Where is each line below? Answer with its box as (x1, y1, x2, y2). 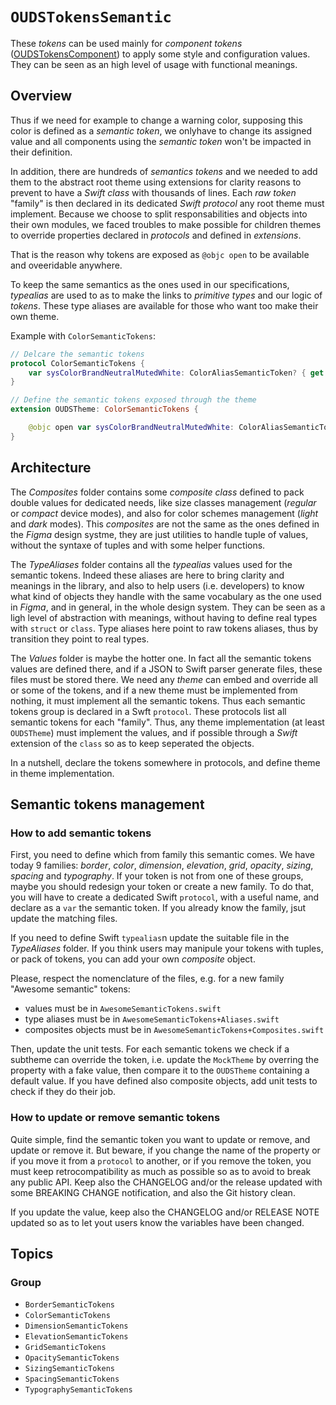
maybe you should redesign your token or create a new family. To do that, (10, 881, 314, 893)
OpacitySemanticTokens (24, 1353, 120, 1363)
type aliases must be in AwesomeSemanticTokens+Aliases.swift (24, 1013, 280, 1025)
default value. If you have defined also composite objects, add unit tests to (10, 1075, 318, 1087)
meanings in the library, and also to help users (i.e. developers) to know (10, 579, 305, 592)
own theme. (10, 310, 60, 322)
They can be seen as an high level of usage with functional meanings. (10, 58, 298, 70)
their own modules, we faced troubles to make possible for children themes (10, 218, 322, 230)
